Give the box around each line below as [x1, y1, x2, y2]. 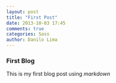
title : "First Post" [6, 14, 58, 20]
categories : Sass [6, 31, 50, 37]
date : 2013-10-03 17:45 [6, 20, 66, 26]
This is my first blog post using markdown [6, 70, 111, 78]
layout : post [6, 8, 39, 15]
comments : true [6, 25, 44, 32]
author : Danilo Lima [6, 37, 58, 43]
